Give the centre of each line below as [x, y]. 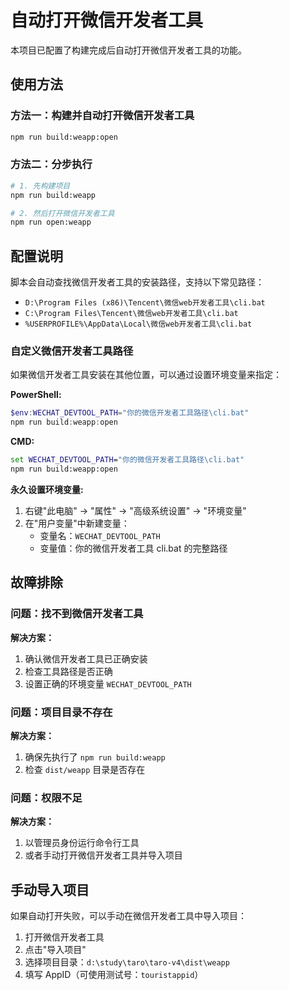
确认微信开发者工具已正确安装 [86, 658]
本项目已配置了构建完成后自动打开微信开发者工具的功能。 [128, 50]
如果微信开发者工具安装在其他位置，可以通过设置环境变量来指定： [146, 375]
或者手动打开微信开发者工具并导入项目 [103, 855]
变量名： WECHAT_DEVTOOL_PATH [100, 535]
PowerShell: [36, 395]
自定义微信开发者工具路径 [72, 351]
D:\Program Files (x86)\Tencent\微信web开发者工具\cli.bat [145, 303]
